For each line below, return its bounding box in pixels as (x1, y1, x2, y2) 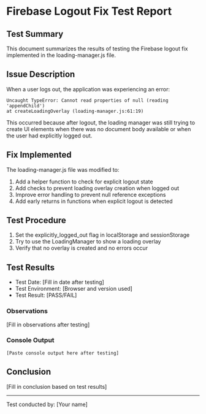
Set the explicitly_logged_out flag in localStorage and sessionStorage (15, 231, 190, 239)
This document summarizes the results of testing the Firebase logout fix (6, 45, 188, 52)
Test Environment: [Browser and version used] (15, 285, 133, 293)
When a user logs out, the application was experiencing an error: (6, 85, 170, 93)
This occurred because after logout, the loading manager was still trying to (6, 118, 195, 126)
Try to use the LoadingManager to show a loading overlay (15, 238, 161, 245)
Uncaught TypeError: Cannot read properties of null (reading (6, 97, 169, 104)
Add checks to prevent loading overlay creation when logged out (15, 184, 180, 191)
